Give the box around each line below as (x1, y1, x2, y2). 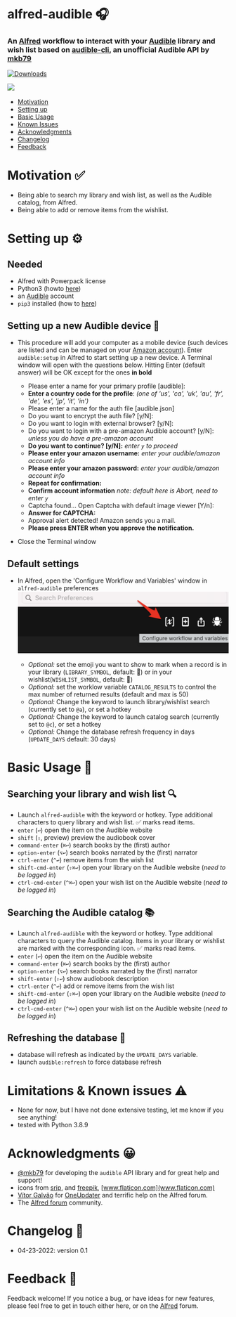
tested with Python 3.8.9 (17, 1121, 89, 1129)
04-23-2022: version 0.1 (17, 1246, 88, 1255)
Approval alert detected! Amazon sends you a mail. (27, 517, 176, 525)
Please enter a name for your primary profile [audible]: (27, 382, 186, 391)
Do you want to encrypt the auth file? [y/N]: (27, 412, 154, 420)
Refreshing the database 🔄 (7, 1032, 126, 1044)
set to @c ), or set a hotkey (27, 720, 102, 728)
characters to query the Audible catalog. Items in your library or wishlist (17, 936, 225, 945)
